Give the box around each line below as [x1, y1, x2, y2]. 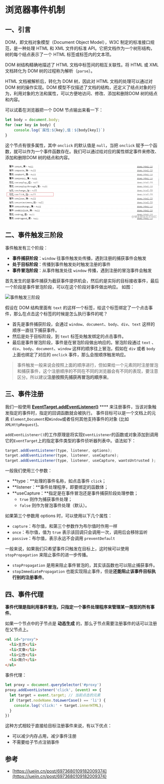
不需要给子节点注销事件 [12, 739, 60, 745]
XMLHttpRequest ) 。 [5, 421, 41, 427]
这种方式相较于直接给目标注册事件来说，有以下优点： [5, 723, 112, 729]
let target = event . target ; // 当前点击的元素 [9, 693, 101, 698]
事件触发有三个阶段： [5, 245, 48, 250]
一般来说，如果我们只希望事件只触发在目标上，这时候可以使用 [5, 546, 129, 552]
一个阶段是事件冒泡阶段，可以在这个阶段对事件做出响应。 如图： [5, 284, 135, 289]
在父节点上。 [5, 626, 31, 632]
